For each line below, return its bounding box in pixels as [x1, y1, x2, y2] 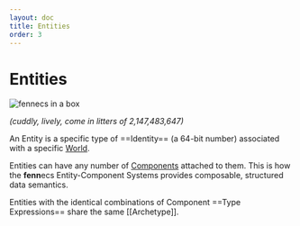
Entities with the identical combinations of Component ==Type [9, 197, 241, 208]
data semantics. [9, 179, 69, 190]
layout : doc [9, 13, 54, 23]
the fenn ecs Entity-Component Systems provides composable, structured [9, 170, 284, 181]
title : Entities [9, 22, 70, 31]
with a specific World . [9, 143, 90, 154]
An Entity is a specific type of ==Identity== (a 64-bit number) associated [9, 133, 280, 144]
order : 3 [9, 30, 42, 39]
